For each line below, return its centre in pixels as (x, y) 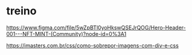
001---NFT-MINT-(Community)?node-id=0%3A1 (66, 33)
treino (21, 11)
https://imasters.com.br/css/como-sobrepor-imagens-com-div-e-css (93, 45)
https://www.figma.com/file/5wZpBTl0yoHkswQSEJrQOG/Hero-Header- (96, 27)
